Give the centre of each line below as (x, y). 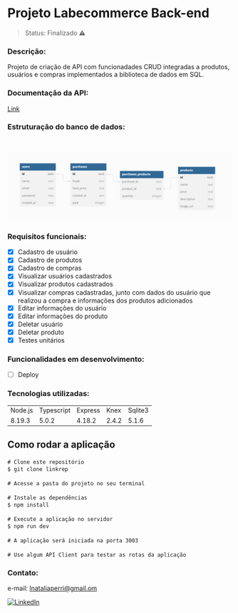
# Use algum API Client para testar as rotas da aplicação (97, 554)
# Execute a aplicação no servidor (60, 519)
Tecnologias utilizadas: (48, 394)
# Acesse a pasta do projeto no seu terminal (76, 483)
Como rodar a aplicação (61, 445)
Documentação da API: (48, 93)
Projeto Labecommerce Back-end (109, 13)
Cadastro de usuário (48, 252)
